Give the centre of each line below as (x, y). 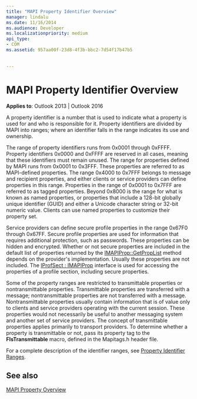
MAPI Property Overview (36, 390)
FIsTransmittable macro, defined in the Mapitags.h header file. (82, 340)
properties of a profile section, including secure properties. (78, 272)
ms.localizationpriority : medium (47, 34)
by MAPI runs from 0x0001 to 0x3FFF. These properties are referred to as (95, 167)
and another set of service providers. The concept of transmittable (87, 321)
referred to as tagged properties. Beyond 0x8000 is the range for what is (94, 191)
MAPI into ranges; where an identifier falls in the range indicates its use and (98, 130)
